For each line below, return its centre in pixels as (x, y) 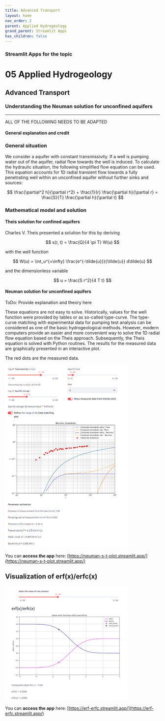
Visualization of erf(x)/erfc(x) (51, 577)
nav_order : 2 (18, 21)
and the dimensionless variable (37, 271)
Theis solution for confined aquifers (42, 222)
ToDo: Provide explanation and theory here (48, 303)
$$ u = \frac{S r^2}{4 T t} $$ (82, 280)
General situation (26, 146)
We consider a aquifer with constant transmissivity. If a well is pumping (77, 156)
